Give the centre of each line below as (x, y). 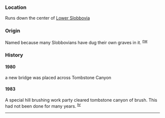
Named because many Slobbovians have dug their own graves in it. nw (76, 42)
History (14, 55)
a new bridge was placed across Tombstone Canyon (58, 78)
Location (16, 7)
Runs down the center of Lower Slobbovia (47, 18)
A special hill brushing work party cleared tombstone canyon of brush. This (81, 100)
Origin (13, 31)
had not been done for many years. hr (43, 106)
